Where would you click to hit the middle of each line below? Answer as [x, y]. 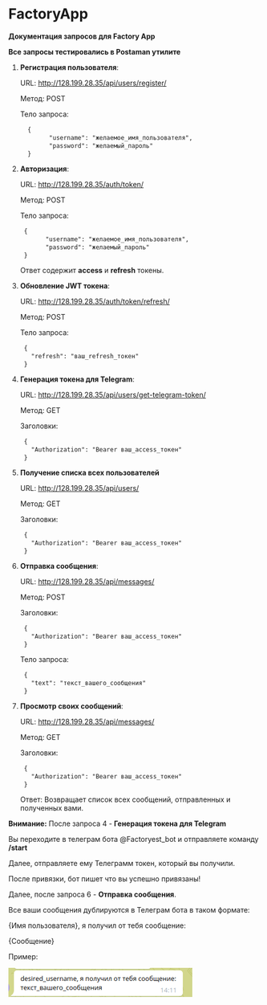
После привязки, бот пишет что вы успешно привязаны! [105, 878]
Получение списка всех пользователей [90, 472]
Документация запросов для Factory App [82, 36]
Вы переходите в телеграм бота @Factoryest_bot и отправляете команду [133, 839]
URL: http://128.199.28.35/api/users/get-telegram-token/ [113, 394]
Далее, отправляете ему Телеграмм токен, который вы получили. [122, 863]
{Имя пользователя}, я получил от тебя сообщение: [97, 925]
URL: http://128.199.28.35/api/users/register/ [93, 83]
